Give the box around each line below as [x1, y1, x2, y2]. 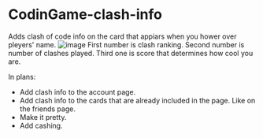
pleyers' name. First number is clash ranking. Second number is [8, 39, 245, 49]
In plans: [8, 72, 36, 81]
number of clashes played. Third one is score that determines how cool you [8, 48, 254, 58]
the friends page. [19, 104, 76, 114]
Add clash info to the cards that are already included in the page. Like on [19, 95, 256, 105]
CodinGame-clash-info [8, 6, 163, 24]
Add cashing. [19, 121, 63, 130]
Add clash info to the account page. [19, 87, 136, 96]
